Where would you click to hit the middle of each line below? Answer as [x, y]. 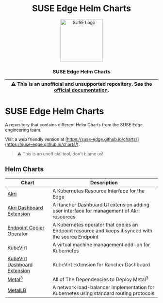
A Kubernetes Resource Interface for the [98, 191]
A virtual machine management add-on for [101, 244]
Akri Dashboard [25, 208]
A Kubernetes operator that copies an [95, 225]
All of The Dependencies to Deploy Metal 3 [101, 279]
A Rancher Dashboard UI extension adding [101, 205]
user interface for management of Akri [96, 211]
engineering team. [23, 130]
